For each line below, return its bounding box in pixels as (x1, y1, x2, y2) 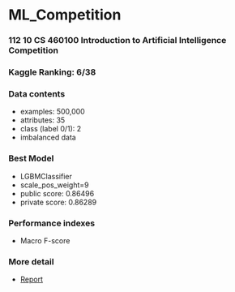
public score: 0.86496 (19, 188, 95, 198)
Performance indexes (8, 217, 96, 229)
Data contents (8, 88, 66, 99)
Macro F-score (19, 235, 70, 245)
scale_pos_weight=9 (19, 180, 89, 190)
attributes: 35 (19, 115, 66, 125)
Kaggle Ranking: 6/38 (8, 67, 96, 78)
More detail (8, 255, 54, 267)
